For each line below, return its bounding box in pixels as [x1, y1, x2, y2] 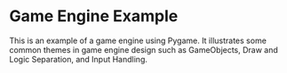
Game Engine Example [9, 6, 179, 26]
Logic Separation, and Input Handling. [9, 54, 148, 64]
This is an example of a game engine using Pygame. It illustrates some [9, 35, 267, 46]
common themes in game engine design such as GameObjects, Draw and [9, 44, 278, 55]
